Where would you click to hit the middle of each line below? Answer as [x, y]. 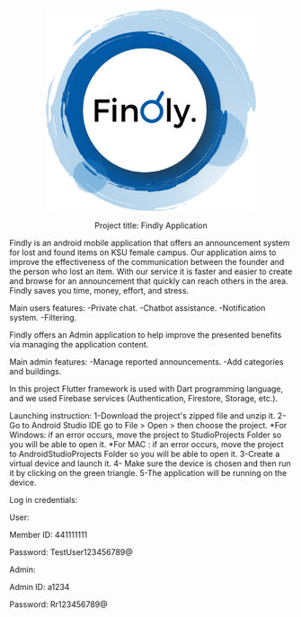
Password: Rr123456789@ [58, 604]
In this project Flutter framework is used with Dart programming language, [146, 389]
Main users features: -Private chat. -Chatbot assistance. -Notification [137, 308]
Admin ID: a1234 [40, 587]
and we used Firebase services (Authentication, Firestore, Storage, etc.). [144, 398]
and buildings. [35, 371]
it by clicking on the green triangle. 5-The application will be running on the [148, 473]
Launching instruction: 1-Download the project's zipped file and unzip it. [142, 416]
